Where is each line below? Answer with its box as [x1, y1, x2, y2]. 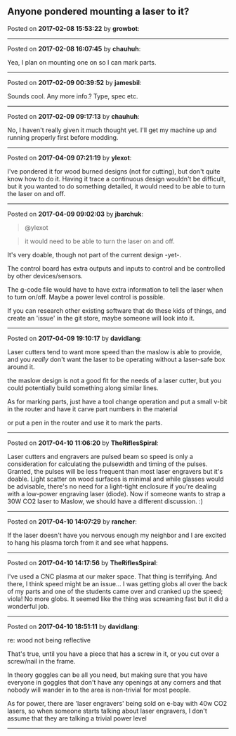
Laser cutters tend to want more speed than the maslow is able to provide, [7, 347, 223, 356]
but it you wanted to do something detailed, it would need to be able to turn [7, 182, 225, 191]
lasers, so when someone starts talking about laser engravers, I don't [7, 706, 207, 715]
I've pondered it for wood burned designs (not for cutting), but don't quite [7, 167, 221, 175]
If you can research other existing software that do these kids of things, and [7, 306, 227, 315]
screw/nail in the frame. [7, 657, 76, 665]
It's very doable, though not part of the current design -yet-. [7, 250, 181, 259]
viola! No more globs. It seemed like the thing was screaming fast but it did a [7, 594, 229, 603]
